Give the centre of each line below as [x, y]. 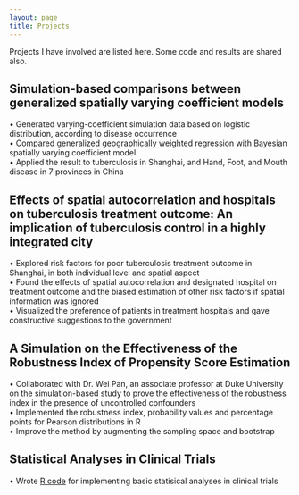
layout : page [33, 17]
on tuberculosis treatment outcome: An [121, 214]
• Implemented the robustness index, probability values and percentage [141, 412]
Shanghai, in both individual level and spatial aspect [104, 273]
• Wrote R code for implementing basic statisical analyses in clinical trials [144, 481]
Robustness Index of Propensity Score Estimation [150, 362]
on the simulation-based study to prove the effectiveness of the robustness [148, 393]
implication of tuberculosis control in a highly [137, 227]
